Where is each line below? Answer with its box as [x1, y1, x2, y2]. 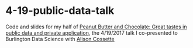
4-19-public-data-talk [5, 4, 115, 17]
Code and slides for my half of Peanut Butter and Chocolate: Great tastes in [5, 23, 187, 30]
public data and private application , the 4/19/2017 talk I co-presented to [5, 29, 178, 36]
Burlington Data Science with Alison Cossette [5, 35, 115, 42]
